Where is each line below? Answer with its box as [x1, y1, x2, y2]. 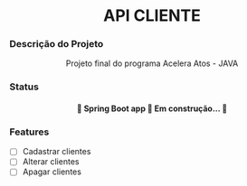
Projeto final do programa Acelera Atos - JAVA [65, 58, 239, 69]
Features [9, 126, 50, 138]
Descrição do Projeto [9, 38, 104, 51]
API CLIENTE [103, 5, 201, 26]
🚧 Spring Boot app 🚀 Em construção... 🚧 [76, 103, 228, 114]
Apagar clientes [22, 166, 81, 177]
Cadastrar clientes [22, 146, 91, 157]
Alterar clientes [22, 156, 80, 167]
